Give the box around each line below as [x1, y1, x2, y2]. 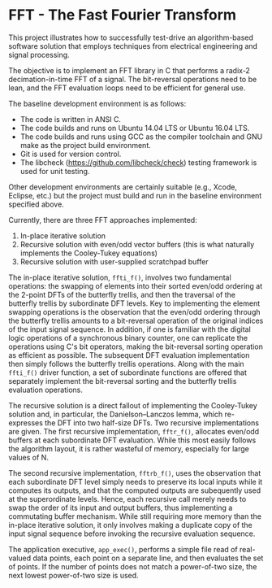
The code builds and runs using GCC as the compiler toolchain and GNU [19, 132, 263, 142]
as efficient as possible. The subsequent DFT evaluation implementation [8, 350, 250, 359]
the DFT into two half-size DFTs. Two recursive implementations [44, 417, 260, 428]
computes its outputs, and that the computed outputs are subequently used [8, 486, 261, 495]
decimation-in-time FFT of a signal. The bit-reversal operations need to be [8, 74, 257, 84]
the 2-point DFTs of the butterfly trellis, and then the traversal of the [8, 290, 236, 299]
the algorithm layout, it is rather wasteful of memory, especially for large [8, 443, 249, 453]
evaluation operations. [8, 385, 83, 394]
